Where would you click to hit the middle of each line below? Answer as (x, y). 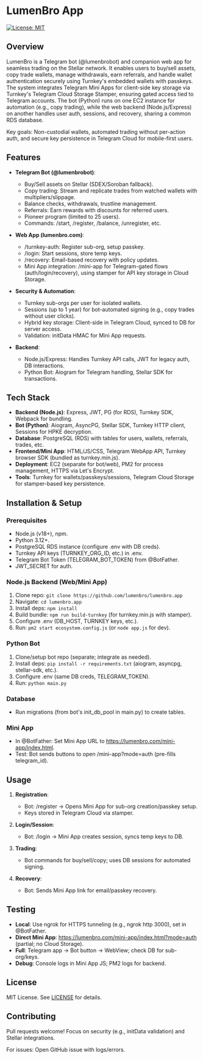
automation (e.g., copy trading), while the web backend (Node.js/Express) (99, 107)
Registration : (32, 794)
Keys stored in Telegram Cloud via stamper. (79, 813)
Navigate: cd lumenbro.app (48, 602)
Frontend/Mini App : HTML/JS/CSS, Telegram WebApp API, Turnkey (100, 451)
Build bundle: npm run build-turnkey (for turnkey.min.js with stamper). (103, 615)
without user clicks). (50, 316)
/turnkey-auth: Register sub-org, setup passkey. (84, 247)
